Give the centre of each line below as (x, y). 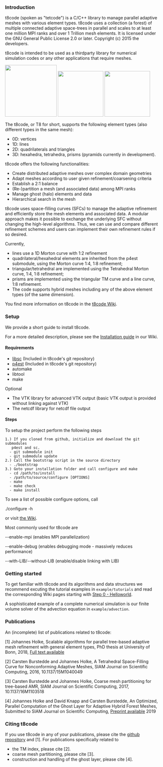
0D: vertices (24, 139)
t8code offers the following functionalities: (47, 164)
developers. (17, 44)
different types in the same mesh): (39, 130)
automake (22, 369)
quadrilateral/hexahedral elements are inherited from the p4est (75, 259)
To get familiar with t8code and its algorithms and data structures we (74, 584)
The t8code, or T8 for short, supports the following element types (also (76, 124)
